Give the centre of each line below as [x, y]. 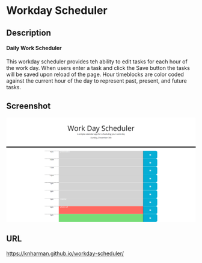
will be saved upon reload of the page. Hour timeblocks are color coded [95, 74]
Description [29, 33]
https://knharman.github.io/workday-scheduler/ [65, 253]
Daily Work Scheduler [34, 48]
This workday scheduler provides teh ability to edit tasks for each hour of [97, 62]
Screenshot [29, 106]
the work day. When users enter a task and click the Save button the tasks [98, 68]
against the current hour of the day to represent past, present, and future [97, 81]
